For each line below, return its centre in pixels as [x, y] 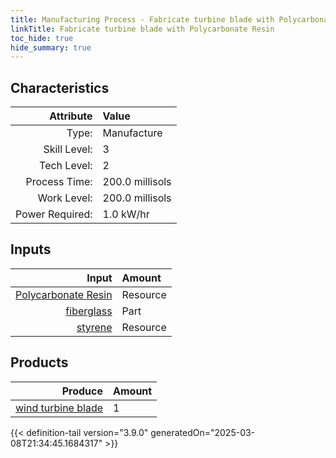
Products [39, 362]
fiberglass [89, 311]
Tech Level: [66, 166]
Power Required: [54, 214]
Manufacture [132, 133]
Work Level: [65, 198]
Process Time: [59, 182]
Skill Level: [68, 149]
